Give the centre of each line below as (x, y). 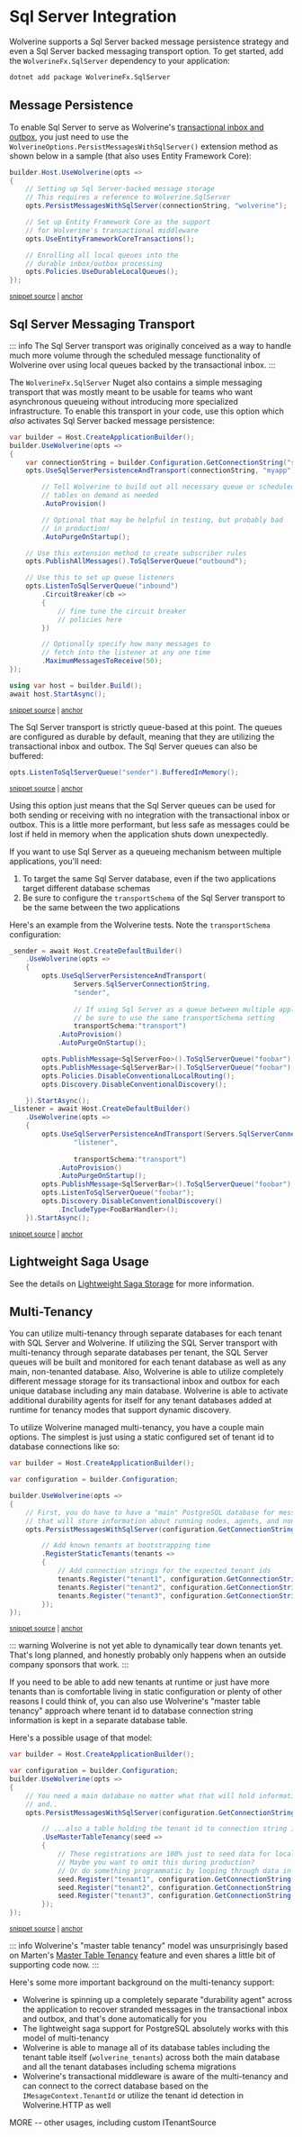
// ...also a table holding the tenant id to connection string (164, 1829)
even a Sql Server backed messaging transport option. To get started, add (147, 50)
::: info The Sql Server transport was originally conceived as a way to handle (151, 345)
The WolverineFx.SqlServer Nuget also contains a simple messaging (136, 382)
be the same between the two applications (101, 907)
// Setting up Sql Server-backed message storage (120, 189)
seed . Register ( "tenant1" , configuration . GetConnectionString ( (176, 1879)
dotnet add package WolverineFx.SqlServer (90, 77)
